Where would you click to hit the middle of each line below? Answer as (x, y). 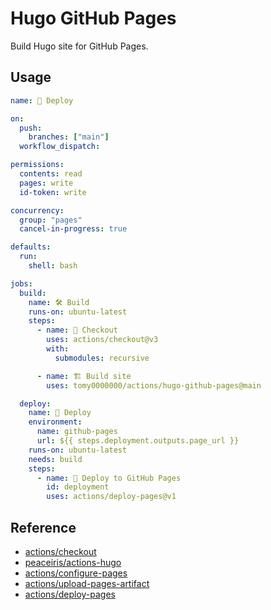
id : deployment (78, 487)
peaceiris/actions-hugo (73, 562)
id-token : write (53, 192)
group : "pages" (51, 220)
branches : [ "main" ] (69, 137)
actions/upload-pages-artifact (87, 583)
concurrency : (37, 210)
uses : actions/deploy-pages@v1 (111, 497)
